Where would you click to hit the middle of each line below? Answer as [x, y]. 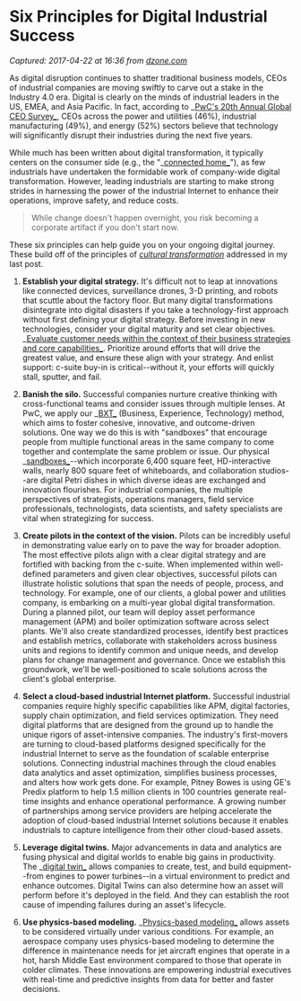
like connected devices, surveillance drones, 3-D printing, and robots [150, 290]
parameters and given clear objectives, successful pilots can [165, 573]
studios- [274, 470]
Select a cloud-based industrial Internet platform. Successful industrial [156, 696]
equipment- [270, 866]
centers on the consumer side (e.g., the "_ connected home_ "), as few [138, 162]
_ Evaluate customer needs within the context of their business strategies [156, 338]
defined [37, 573]
